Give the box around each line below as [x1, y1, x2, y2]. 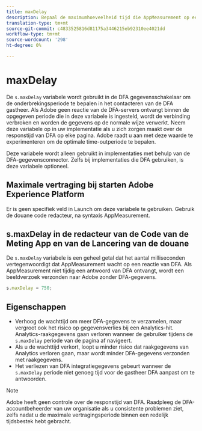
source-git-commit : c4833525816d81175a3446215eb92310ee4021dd [6, 25, 165, 32]
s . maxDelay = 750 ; [6, 285, 52, 292]
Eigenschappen [6, 302, 66, 312]
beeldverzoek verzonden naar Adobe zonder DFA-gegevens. [6, 274, 157, 281]
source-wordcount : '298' [6, 37, 69, 43]
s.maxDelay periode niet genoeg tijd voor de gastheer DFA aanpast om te [14, 369, 195, 376]
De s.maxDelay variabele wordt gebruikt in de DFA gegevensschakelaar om [6, 93, 191, 100]
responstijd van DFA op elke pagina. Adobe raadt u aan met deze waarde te [6, 132, 194, 139]
